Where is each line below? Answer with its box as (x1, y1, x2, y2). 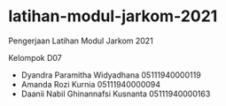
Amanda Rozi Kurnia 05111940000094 (20, 79, 161, 89)
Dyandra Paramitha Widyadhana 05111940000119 (20, 69, 201, 80)
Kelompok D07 (8, 52, 63, 63)
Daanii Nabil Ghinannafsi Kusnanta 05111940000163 (20, 88, 211, 99)
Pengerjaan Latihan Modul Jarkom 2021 (8, 35, 154, 46)
